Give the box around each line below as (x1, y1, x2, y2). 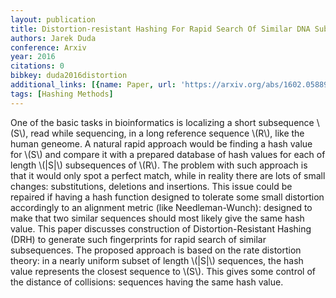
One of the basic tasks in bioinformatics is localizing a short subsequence (10, 116, 315, 128)
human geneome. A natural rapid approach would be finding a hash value (10, 137, 313, 150)
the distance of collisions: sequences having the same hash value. (10, 276, 284, 288)
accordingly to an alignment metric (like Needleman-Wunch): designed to (10, 201, 313, 213)
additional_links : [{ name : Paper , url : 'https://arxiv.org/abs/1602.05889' (10, 80, 333, 90)
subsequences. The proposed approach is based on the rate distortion (10, 244, 302, 256)
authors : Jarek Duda (10, 33, 97, 43)
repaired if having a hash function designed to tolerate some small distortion (10, 191, 325, 203)
